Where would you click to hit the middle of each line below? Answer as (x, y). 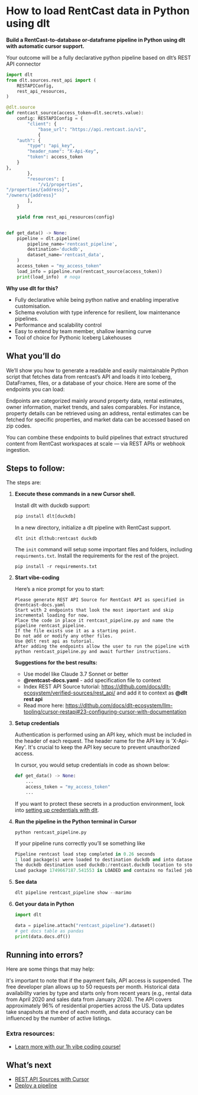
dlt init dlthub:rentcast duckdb (56, 539)
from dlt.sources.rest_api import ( (51, 80)
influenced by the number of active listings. (59, 1018)
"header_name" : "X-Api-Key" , (63, 151)
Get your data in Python (44, 904)
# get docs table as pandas (49, 931)
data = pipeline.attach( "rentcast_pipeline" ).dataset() (85, 925)
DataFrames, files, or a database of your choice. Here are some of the (91, 383)
